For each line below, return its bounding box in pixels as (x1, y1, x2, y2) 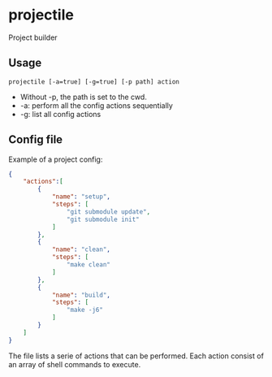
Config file (8, 132, 63, 147)
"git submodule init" (66, 215, 140, 223)
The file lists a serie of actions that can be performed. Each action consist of (8, 351, 264, 361)
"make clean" (66, 261, 111, 269)
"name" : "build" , (51, 291, 111, 299)
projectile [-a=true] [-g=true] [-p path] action (8, 77, 180, 86)
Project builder (8, 32, 58, 42)
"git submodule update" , (66, 207, 151, 216)
